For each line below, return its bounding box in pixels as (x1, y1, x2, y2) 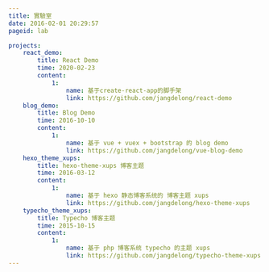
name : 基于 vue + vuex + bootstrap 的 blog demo (65, 139, 229, 147)
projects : (8, 41, 42, 49)
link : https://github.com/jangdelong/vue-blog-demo (65, 146, 243, 154)
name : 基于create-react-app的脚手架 (65, 86, 182, 94)
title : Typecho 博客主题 (37, 214, 116, 222)
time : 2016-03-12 (37, 169, 95, 178)
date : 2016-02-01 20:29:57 (8, 19, 99, 27)
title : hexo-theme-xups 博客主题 (37, 161, 145, 169)
